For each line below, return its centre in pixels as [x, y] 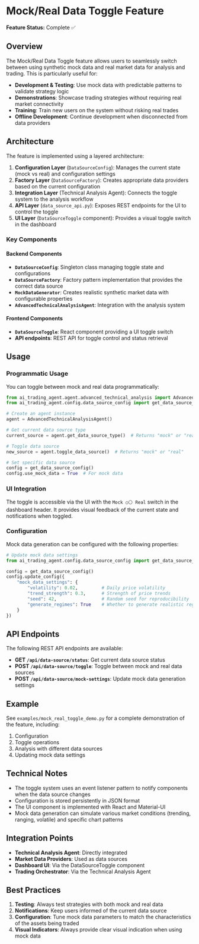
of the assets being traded [47, 923]
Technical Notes [37, 774]
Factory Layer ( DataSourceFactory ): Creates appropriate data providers [102, 180]
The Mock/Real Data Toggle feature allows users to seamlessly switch [92, 61]
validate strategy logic [42, 91]
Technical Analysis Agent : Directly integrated [71, 852]
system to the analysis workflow [54, 199]
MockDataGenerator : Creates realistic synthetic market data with [92, 292]
